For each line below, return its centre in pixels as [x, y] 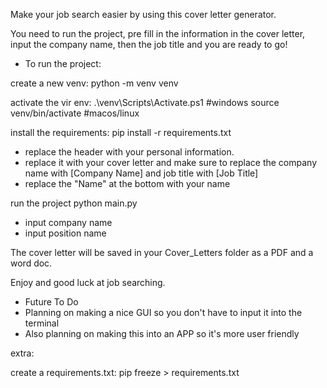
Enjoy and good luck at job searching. [88, 282]
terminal [42, 323]
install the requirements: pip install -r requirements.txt [121, 132]
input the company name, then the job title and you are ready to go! [149, 44]
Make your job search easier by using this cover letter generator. [143, 14]
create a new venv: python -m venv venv [94, 83]
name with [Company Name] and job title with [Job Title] [141, 173]
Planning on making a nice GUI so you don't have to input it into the [163, 312]
